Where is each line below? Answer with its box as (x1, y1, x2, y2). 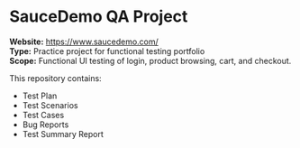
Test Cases (22, 109, 65, 120)
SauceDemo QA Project (9, 6, 188, 27)
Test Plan (22, 90, 58, 101)
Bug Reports (22, 119, 69, 130)
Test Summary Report (22, 128, 104, 139)
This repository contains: (9, 72, 102, 83)
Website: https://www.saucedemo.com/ (9, 36, 159, 47)
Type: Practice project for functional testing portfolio (9, 45, 205, 56)
